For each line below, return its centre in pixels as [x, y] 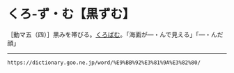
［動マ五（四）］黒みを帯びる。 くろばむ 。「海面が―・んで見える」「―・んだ [115, 34]
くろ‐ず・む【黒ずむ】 [71, 14]
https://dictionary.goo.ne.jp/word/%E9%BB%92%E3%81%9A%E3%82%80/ [104, 63]
